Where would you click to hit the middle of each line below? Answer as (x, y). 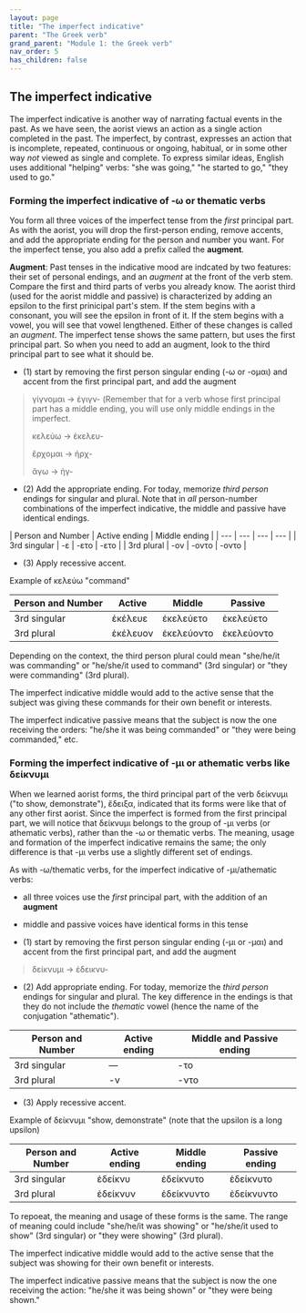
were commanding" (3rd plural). (70, 676)
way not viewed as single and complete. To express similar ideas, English (147, 158)
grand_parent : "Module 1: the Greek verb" (91, 43)
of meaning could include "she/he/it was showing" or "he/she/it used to (144, 1226)
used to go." (32, 177)
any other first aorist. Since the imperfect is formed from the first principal (148, 814)
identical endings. (56, 518)
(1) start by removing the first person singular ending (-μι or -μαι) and (153, 942)
